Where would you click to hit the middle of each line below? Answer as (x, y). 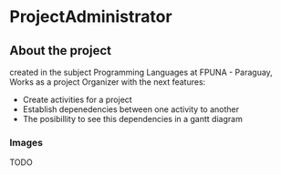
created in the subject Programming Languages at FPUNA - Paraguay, (141, 72)
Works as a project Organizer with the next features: (108, 82)
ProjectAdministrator (91, 17)
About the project (61, 51)
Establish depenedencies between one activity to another (131, 109)
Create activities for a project (77, 99)
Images (26, 142)
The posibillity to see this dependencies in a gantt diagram (133, 119)
